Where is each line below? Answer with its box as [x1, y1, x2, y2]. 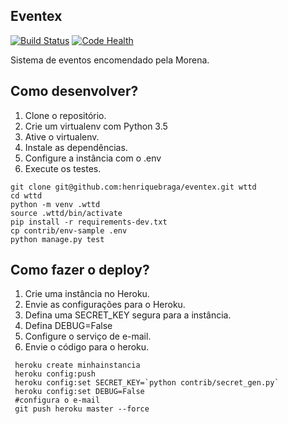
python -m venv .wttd [10, 199, 101, 209]
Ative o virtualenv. [24, 130, 100, 143]
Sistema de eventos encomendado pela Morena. [10, 54, 210, 66]
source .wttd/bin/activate [10, 208, 123, 218]
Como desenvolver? [10, 83, 139, 100]
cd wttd [10, 190, 43, 201]
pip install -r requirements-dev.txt [10, 217, 168, 227]
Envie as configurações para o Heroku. [24, 299, 186, 311]
